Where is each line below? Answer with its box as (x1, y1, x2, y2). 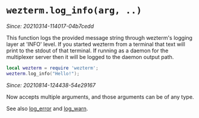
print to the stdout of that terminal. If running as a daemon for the (6, 47, 169, 54)
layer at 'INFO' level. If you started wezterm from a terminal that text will (6, 40, 186, 48)
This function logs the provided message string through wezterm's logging (6, 34, 192, 41)
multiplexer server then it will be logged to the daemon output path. (6, 53, 174, 60)
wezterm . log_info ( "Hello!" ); (6, 70, 80, 76)
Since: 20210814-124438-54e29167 (6, 81, 96, 88)
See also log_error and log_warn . (6, 105, 88, 112)
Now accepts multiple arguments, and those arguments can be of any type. (6, 93, 195, 101)
